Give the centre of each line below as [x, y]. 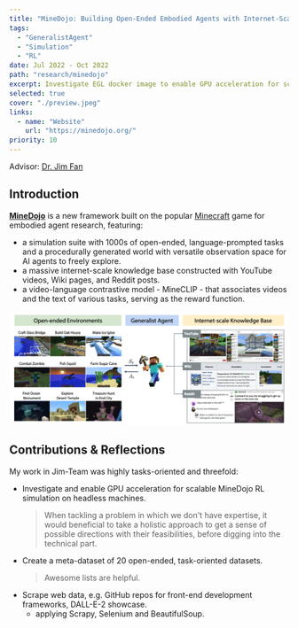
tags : [19, 28]
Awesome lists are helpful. [92, 578]
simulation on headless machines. [84, 498]
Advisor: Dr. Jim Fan [46, 167]
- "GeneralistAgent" [55, 37]
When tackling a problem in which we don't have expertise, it [156, 515]
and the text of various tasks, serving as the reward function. [133, 298]
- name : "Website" [51, 121]
